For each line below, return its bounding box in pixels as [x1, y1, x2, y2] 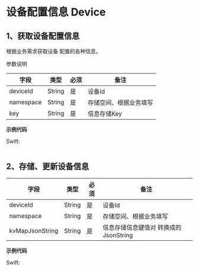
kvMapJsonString [9, 227, 59, 235]
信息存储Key [88, 110, 123, 117]
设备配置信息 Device [6, 5, 106, 19]
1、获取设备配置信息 [6, 31, 80, 41]
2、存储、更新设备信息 [6, 161, 89, 172]
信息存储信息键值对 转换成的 [102, 223, 182, 231]
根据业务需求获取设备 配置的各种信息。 [6, 48, 101, 55]
